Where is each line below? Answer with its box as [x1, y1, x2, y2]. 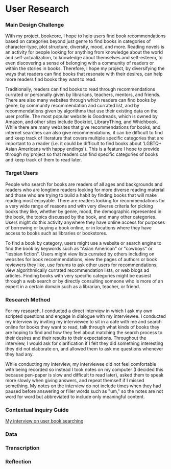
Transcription [5, 444, 40, 452]
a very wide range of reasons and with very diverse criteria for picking [5, 203, 153, 209]
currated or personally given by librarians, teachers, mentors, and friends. [5, 91, 161, 98]
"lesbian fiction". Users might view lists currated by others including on [5, 251, 155, 257]
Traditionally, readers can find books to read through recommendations [5, 86, 156, 92]
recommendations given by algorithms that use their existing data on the [5, 108, 158, 114]
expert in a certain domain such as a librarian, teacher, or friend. [5, 283, 140, 289]
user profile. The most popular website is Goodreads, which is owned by [5, 113, 158, 120]
